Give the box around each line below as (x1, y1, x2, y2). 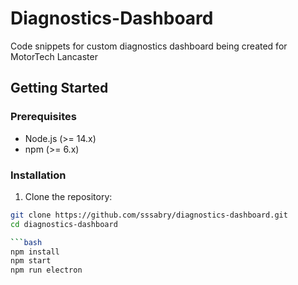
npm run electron (10, 265, 83, 276)
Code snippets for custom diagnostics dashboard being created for (10, 40, 288, 52)
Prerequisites (10, 110, 77, 124)
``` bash (10, 237, 43, 247)
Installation (10, 168, 67, 182)
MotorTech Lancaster (10, 50, 98, 62)
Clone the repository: (24, 190, 113, 202)
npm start (10, 256, 52, 266)
